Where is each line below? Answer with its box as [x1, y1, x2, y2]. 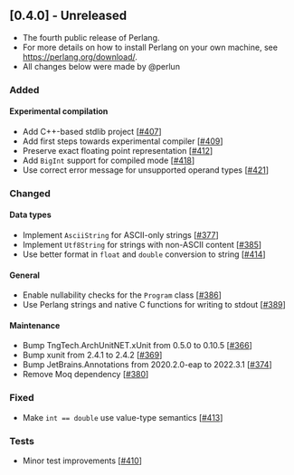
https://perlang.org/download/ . [22, 51, 138, 62]
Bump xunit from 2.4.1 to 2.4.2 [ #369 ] [22, 349, 163, 361]
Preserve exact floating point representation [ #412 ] [22, 145, 213, 156]
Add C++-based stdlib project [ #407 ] [22, 126, 162, 137]
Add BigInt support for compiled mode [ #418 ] [22, 155, 195, 166]
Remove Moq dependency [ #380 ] [22, 369, 149, 380]
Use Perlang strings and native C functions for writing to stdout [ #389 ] [22, 299, 287, 310]
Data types [9, 209, 52, 221]
